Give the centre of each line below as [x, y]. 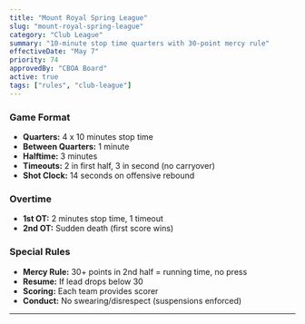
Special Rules [40, 252]
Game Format [40, 117]
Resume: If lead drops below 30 [83, 281]
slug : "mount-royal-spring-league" [77, 26]
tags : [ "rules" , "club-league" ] [70, 85]
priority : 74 [34, 60]
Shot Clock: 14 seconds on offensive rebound [108, 175]
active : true [34, 77]
